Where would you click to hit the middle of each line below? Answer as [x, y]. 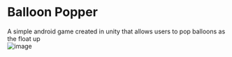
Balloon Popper [52, 12]
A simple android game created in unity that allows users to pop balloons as [116, 31]
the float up [24, 38]
